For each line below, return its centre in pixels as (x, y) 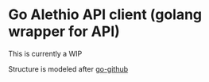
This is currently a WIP (45, 53)
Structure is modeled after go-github (68, 68)
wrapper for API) (64, 31)
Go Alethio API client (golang (105, 15)
